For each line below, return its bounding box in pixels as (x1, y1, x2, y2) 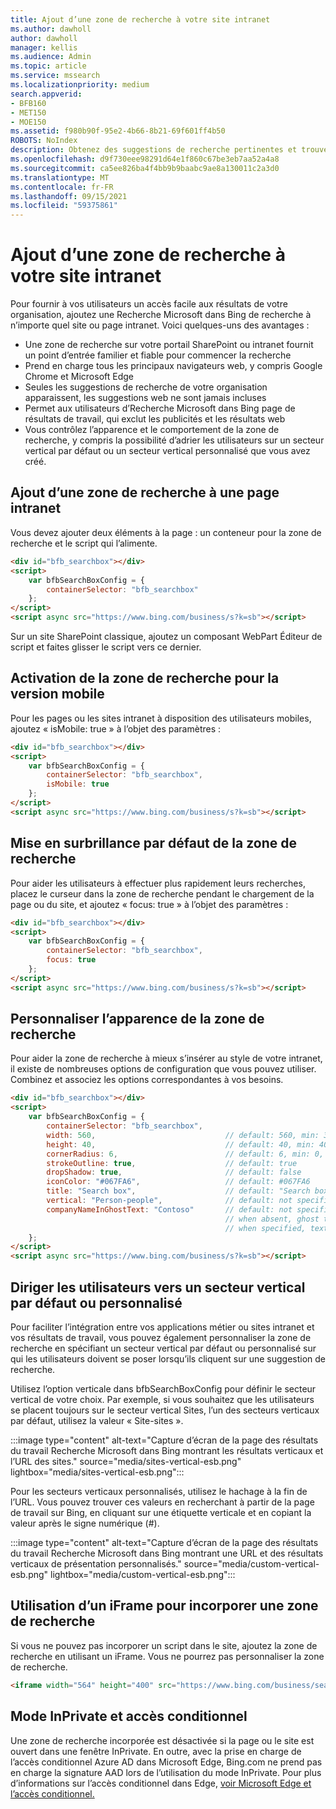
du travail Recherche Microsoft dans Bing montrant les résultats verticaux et (10, 1445, 324, 1456)
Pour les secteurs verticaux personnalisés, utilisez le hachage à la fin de (10, 1486, 308, 1497)
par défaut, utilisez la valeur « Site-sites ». (10, 1415, 184, 1426)
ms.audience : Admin (10, 52, 92, 62)
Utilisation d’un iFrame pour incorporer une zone (10, 1597, 319, 1615)
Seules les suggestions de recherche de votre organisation (24, 381, 268, 393)
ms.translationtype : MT (10, 172, 110, 183)
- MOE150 (10, 117, 47, 127)
